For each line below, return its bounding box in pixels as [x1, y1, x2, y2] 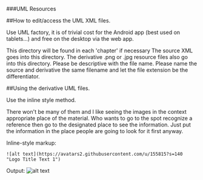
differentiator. [6, 73, 41, 80]
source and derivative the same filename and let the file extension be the [6, 66, 188, 74]
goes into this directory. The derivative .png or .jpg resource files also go [6, 54, 188, 60]
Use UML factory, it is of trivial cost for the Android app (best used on [6, 29, 181, 36]
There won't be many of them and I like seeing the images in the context [6, 108, 187, 115]
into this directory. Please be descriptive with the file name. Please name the [6, 60, 198, 67]
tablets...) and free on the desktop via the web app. [6, 35, 135, 42]
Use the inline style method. [6, 97, 76, 103]
